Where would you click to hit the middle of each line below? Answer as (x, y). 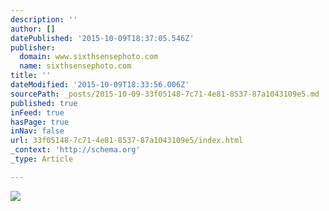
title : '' (31, 76)
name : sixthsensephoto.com (75, 66)
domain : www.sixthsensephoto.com (89, 57)
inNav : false (37, 131)
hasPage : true (40, 122)
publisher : (33, 47)
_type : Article (42, 159)
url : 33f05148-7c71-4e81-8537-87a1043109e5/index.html (127, 141)
